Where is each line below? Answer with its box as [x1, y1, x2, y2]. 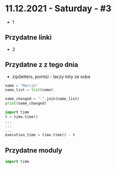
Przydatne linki [5, 33, 52, 42]
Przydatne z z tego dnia [5, 61, 78, 69]
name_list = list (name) [5, 88, 54, 93]
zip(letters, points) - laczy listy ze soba [12, 73, 91, 79]
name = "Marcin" [5, 83, 38, 88]
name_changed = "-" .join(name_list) [5, 97, 79, 101]
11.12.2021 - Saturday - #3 [5, 3, 112, 14]
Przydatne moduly [5, 146, 62, 154]
